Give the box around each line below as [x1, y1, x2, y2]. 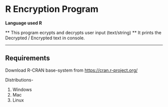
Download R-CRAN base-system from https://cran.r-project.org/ [5, 67, 138, 73]
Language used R [5, 20, 42, 26]
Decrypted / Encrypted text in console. [5, 35, 85, 41]
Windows [12, 86, 32, 93]
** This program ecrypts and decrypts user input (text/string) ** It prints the [5, 29, 161, 35]
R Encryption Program [5, 3, 98, 15]
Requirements [5, 54, 50, 63]
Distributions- [5, 77, 33, 83]
